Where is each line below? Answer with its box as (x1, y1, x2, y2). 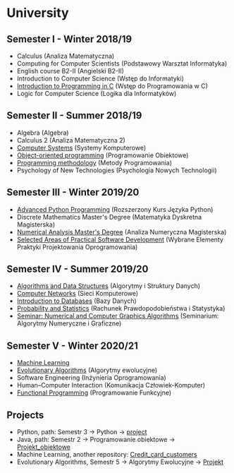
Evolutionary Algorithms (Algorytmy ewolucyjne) (16, 366, 158, 375)
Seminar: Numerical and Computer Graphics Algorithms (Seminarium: (16, 312, 219, 321)
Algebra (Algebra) (16, 128, 69, 137)
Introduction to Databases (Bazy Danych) (16, 297, 137, 305)
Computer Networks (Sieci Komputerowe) (16, 289, 139, 298)
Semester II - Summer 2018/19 (6, 109, 142, 121)
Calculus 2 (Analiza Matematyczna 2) (16, 136, 126, 144)
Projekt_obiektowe (16, 443, 71, 451)
